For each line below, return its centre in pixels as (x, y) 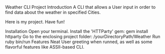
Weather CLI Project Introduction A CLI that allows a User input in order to (81, 7)
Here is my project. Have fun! (35, 22)
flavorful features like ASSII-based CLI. (45, 47)
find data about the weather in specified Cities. (53, 12)
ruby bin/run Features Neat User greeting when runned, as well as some (79, 42)
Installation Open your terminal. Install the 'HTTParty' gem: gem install (77, 31)
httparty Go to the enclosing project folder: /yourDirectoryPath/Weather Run (83, 37)
